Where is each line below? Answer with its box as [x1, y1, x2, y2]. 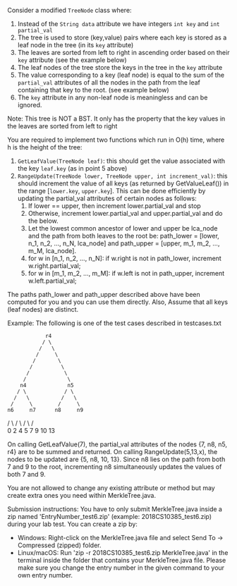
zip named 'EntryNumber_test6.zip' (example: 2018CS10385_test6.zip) [7, 513, 212, 520]
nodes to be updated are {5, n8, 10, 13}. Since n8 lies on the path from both [7, 455, 226, 463]
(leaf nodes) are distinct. [7, 305, 79, 313]
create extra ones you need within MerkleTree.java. [7, 492, 157, 499]
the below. [28, 216, 59, 225]
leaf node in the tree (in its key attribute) [17, 41, 134, 49]
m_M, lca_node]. [28, 247, 76, 255]
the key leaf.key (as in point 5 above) [17, 164, 128, 172]
